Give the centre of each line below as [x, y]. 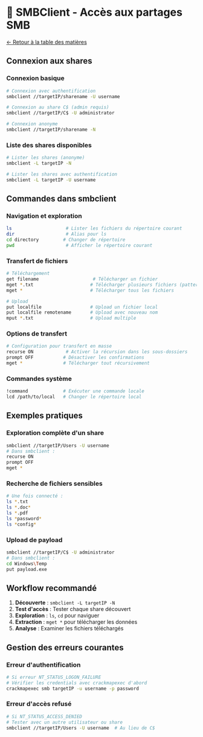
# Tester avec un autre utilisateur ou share [64, 722]
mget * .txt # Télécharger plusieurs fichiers [92, 285]
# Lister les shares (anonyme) [46, 158]
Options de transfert [37, 334]
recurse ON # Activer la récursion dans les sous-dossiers [97, 352]
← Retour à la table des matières [47, 42]
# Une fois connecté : [35, 496]
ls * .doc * [19, 507]
